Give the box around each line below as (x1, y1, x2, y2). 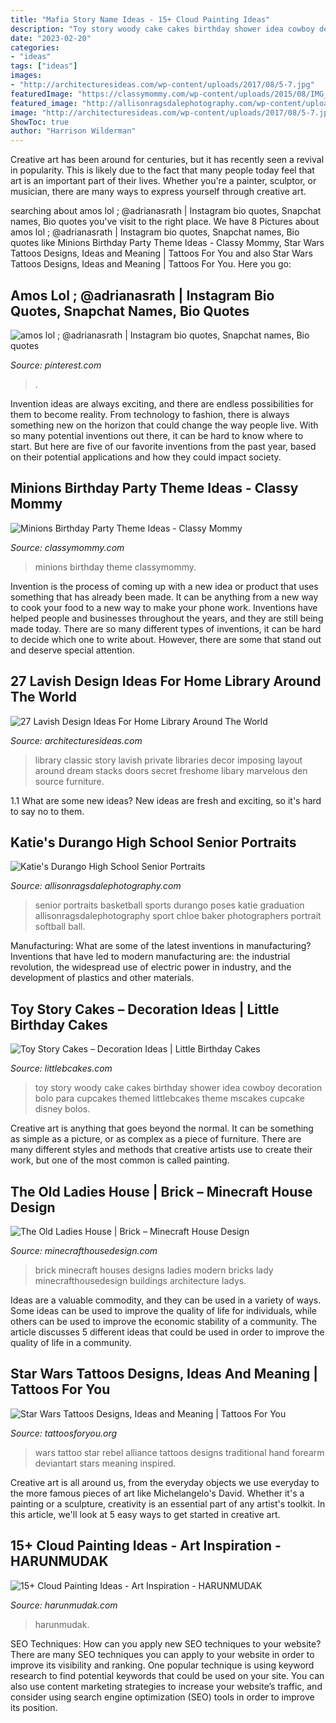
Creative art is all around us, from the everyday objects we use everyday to (10, 1476, 320, 1488)
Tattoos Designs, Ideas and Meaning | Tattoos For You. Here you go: (10, 258, 292, 270)
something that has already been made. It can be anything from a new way (10, 591, 319, 603)
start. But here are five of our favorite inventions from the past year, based (10, 440, 317, 452)
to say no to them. (10, 805, 85, 817)
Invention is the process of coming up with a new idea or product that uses (10, 580, 319, 592)
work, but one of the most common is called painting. (10, 1154, 230, 1166)
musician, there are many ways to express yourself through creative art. (10, 186, 307, 198)
